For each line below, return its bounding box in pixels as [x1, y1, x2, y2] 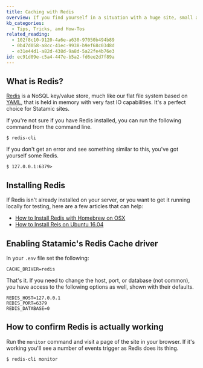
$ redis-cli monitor [6, 356, 59, 362]
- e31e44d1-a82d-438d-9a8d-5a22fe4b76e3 [11, 48, 115, 54]
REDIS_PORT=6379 [6, 300, 47, 306]
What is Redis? [6, 76, 63, 87]
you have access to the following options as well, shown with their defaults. [6, 283, 195, 291]
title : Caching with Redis [6, 8, 74, 15]
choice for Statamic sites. [6, 105, 69, 113]
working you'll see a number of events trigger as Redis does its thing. [6, 344, 179, 352]
